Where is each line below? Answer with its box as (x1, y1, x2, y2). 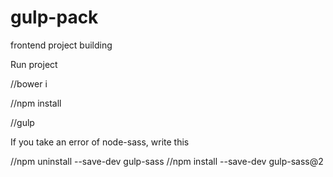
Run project (10, 58, 58, 70)
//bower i (10, 77, 48, 90)
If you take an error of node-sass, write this (10, 136, 190, 148)
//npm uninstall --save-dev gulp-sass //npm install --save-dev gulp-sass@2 (10, 155, 324, 167)
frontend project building (10, 39, 113, 51)
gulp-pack (10, 6, 99, 29)
